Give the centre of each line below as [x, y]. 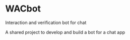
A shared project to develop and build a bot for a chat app [65, 32]
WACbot [23, 9]
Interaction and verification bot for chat [46, 22]
